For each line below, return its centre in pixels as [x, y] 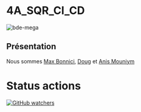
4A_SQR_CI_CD [46, 11]
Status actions [43, 86]
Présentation [31, 47]
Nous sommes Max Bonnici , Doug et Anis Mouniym [70, 61]
